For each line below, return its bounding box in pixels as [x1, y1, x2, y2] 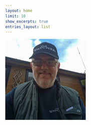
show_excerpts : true [5, 19, 49, 24]
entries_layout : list [5, 24, 51, 29]
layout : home [5, 8, 33, 13]
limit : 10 [5, 13, 26, 19]
